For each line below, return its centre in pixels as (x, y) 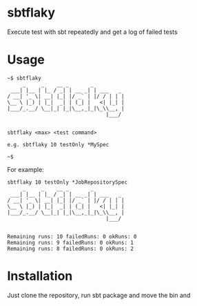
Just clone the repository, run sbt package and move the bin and (99, 295)
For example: (26, 169)
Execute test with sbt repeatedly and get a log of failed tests (92, 32)
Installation (40, 276)
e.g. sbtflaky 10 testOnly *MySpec (58, 144)
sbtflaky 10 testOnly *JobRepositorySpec (68, 182)
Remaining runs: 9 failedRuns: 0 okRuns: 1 (71, 242)
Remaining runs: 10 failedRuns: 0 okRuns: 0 (72, 236)
